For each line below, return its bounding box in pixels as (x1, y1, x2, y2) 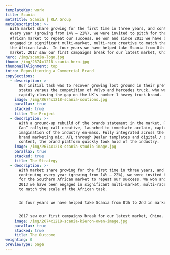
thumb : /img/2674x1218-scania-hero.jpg (5, 59, 90, 64)
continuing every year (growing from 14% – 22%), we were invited (18, 172, 162, 177)
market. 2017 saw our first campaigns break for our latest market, (10, 50, 157, 55)
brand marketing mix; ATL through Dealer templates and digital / (18, 135, 162, 140)
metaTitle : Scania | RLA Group (5, 17, 71, 22)
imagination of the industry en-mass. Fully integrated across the (18, 130, 164, 135)
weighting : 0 (5, 237, 33, 242)
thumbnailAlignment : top (5, 64, 58, 69)
